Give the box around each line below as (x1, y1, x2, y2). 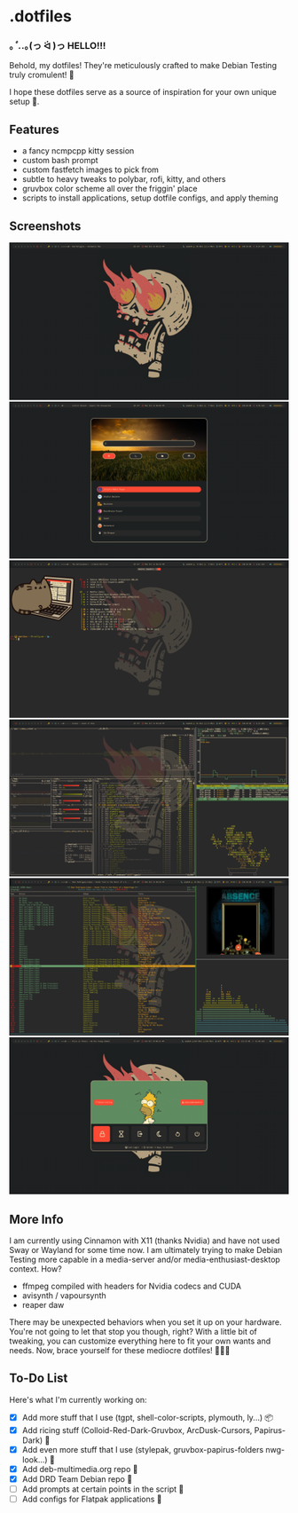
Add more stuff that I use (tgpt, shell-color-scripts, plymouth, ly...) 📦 (21, 1412, 274, 1422)
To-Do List (9, 1371, 68, 1386)
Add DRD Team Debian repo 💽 (21, 1473, 133, 1484)
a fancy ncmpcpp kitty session (21, 146, 135, 156)
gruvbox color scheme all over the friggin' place (21, 184, 198, 194)
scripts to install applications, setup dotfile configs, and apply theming (21, 193, 278, 203)
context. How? (9, 1263, 62, 1274)
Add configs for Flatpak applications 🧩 (21, 1493, 162, 1505)
